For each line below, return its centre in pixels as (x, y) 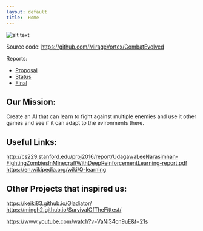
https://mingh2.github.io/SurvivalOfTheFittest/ (64, 209)
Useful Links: (32, 142)
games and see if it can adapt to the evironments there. (75, 123)
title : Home (23, 18)
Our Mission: (31, 102)
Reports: (17, 58)
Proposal (26, 70)
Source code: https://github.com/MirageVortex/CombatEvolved (85, 47)
